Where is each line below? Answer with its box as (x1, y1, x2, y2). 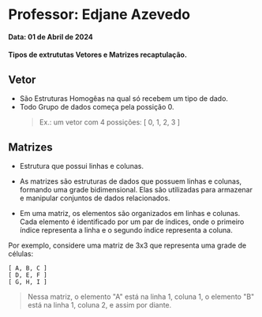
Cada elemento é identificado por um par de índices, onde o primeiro (19, 217, 245, 226)
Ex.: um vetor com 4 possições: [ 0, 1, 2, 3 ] (39, 117, 180, 127)
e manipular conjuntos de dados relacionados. (19, 193, 170, 203)
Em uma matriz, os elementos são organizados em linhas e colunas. (19, 209, 241, 218)
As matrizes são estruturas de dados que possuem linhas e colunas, (19, 177, 242, 186)
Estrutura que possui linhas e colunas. (19, 162, 144, 170)
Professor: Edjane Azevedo (8, 6, 191, 24)
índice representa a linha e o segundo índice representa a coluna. (19, 226, 233, 234)
